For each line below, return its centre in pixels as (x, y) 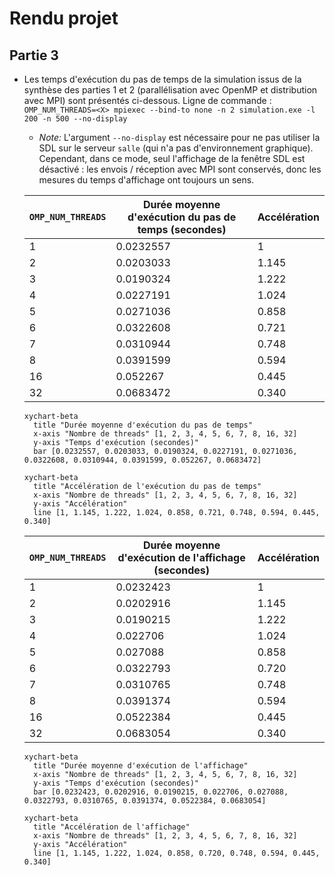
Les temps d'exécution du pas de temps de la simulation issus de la (162, 79)
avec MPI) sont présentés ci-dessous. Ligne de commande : (147, 100)
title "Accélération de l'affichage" (112, 827)
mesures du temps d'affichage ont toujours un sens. (146, 180)
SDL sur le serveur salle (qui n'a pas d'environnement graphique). (176, 148)
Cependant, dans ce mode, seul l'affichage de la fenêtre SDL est (172, 158)
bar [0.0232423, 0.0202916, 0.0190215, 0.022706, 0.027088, (161, 792)
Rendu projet (64, 18)
